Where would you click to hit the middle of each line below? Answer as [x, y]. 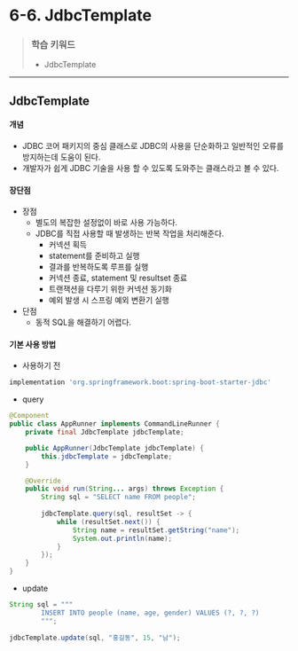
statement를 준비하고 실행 [94, 256]
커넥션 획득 [67, 245]
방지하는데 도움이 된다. [61, 157]
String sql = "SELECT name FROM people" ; [119, 498]
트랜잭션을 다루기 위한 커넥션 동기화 [110, 289]
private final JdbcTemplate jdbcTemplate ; [105, 432]
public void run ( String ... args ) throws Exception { [125, 489]
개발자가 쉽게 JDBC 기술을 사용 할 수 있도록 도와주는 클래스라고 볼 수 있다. [150, 169]
